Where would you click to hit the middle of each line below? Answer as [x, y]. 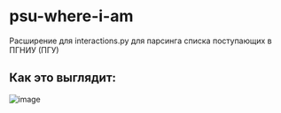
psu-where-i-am [71, 16]
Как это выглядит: [63, 78]
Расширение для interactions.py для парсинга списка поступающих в [140, 41]
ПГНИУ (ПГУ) [34, 49]
